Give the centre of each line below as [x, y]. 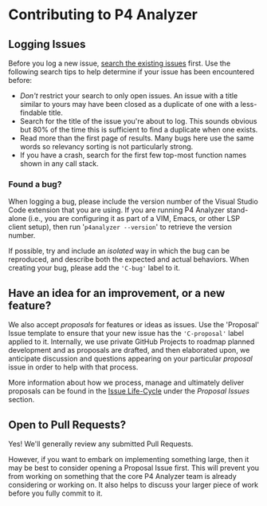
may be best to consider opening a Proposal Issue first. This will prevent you [134, 468]
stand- [237, 210]
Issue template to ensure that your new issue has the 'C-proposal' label [126, 334]
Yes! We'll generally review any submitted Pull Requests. [101, 444]
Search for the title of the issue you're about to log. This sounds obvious [138, 121]
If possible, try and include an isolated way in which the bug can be [119, 251]
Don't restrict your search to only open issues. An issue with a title [129, 96]
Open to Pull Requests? [67, 425]
